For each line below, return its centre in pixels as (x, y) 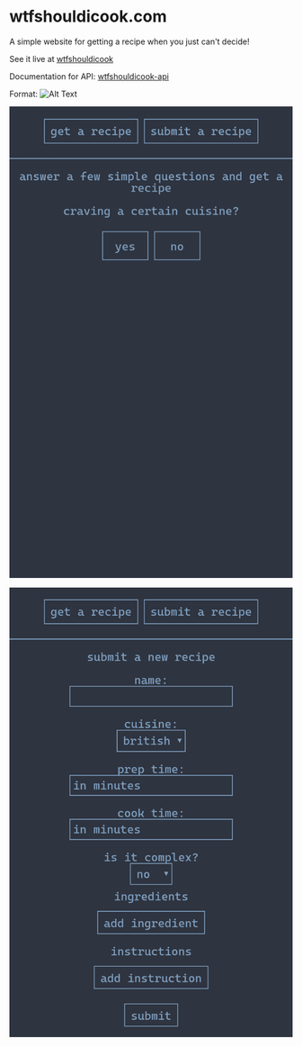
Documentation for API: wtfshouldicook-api (89, 76)
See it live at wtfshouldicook (62, 59)
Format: (24, 94)
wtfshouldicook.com (88, 17)
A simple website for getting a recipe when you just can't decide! (129, 41)
